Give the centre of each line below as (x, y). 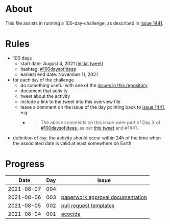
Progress (25, 164)
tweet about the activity (45, 96)
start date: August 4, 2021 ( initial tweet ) (62, 63)
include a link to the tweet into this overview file (70, 101)
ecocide (71, 214)
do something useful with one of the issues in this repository (84, 85)
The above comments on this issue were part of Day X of (101, 122)
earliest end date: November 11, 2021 (59, 74)
